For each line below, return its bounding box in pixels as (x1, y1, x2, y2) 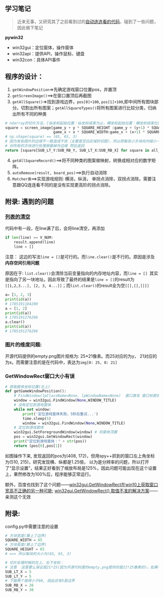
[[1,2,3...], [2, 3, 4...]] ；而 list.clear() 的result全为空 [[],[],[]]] (5, 283, 149, 289)
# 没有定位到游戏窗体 (14, 403, 51, 408)
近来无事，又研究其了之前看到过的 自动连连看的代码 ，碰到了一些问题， (17, 19, 159, 24)
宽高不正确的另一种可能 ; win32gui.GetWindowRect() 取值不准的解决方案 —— (5, 487, 158, 493)
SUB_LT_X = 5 (5, 569, 32, 574)
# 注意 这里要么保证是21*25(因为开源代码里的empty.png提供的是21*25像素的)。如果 (5, 565, 158, 570)
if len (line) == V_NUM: (5, 235, 54, 240)
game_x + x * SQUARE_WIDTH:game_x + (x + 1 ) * (53, 130, 145, 135)
